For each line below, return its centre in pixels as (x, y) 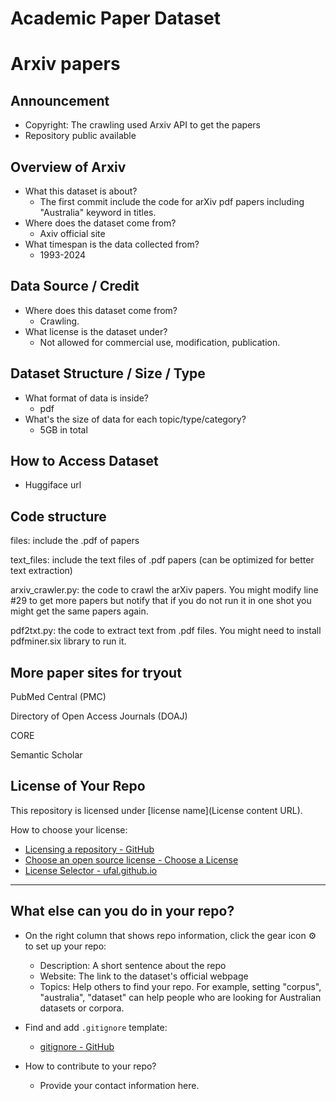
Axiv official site (72, 233)
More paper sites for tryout (96, 672)
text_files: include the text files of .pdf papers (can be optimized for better (162, 560)
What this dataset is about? (81, 191)
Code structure (58, 516)
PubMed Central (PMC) (58, 697)
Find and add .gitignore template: (96, 1027)
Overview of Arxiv (68, 167)
